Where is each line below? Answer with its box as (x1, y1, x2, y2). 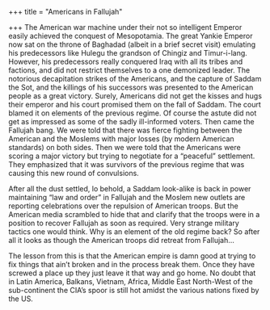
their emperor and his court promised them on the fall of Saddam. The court (8, 100, 261, 109)
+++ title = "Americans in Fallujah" (8, 7, 123, 16)
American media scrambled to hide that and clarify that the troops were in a (8, 210, 260, 219)
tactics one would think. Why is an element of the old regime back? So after (8, 227, 260, 237)
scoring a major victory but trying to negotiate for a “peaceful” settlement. (8, 151, 255, 161)
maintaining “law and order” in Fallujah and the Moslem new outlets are (8, 193, 246, 202)
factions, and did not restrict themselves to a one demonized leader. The (8, 65, 251, 75)
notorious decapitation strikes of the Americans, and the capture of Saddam (8, 74, 262, 83)
